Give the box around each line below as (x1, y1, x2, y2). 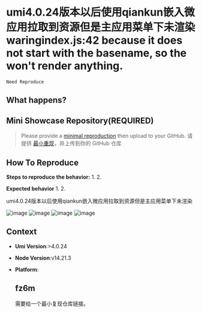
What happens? (6, 95, 67, 106)
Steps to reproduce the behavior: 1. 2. (6, 173, 102, 180)
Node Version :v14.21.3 (14, 254, 71, 261)
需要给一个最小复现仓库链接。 (14, 300, 89, 307)
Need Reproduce (6, 79, 44, 85)
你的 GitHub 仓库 (80, 140, 122, 147)
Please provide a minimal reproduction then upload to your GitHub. (20, 133, 186, 140)
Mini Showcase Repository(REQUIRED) (6, 115, 154, 126)
